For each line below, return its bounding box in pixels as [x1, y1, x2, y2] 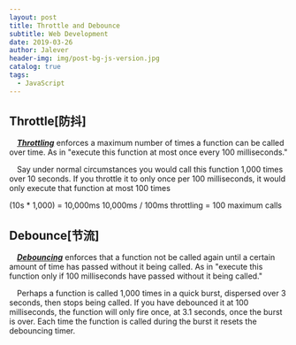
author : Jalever [9, 46, 69, 55]
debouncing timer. [9, 326, 76, 336]
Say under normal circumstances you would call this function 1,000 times [17, 165, 284, 175]
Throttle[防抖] [9, 114, 87, 129]
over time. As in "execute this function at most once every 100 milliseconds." [9, 147, 288, 157]
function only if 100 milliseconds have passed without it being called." [9, 271, 263, 281]
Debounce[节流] [9, 227, 100, 243]
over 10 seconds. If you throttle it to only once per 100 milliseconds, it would [9, 173, 286, 184]
